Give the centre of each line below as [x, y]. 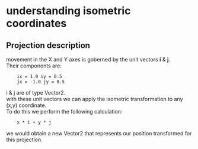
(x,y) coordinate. [26, 105]
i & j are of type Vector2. [36, 93]
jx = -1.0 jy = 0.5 [41, 82]
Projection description [48, 45]
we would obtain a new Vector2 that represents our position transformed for [99, 133]
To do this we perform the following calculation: [64, 111]
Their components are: [34, 66]
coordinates [36, 23]
